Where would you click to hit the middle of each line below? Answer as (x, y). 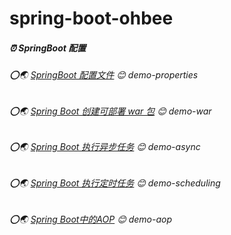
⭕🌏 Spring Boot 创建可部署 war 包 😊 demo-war (110, 111)
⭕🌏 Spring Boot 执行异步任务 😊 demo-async (105, 147)
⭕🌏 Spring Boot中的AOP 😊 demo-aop (91, 219)
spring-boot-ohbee (91, 18)
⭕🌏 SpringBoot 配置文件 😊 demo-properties (104, 75)
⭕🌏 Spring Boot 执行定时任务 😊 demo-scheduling (115, 183)
